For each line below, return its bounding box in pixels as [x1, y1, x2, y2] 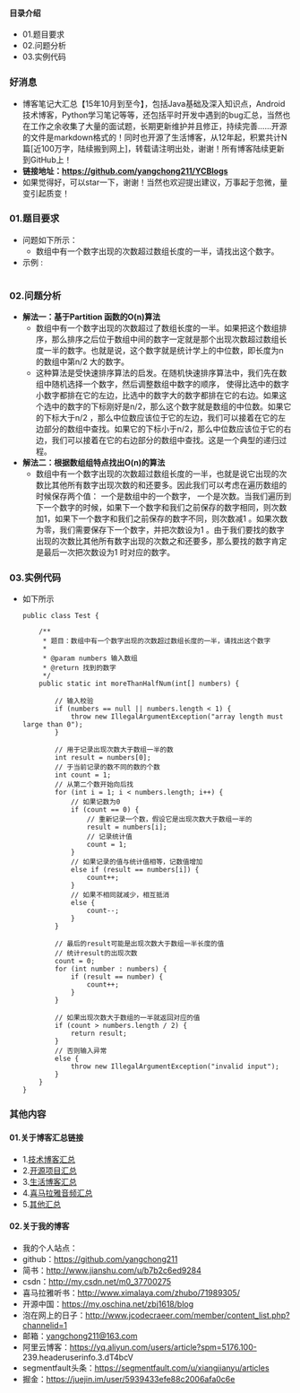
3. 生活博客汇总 [21, 1176, 78, 1187]
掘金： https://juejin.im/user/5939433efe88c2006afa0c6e [21, 1373, 236, 1384]
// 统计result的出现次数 [55, 949, 138, 958]
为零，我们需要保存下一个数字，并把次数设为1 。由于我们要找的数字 [35, 525, 285, 535]
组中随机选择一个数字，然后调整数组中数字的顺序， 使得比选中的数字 [35, 379, 289, 389]
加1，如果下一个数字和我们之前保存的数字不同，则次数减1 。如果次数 [35, 513, 288, 524]
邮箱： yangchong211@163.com [21, 1330, 138, 1341]
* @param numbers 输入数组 [42, 654, 138, 663]
